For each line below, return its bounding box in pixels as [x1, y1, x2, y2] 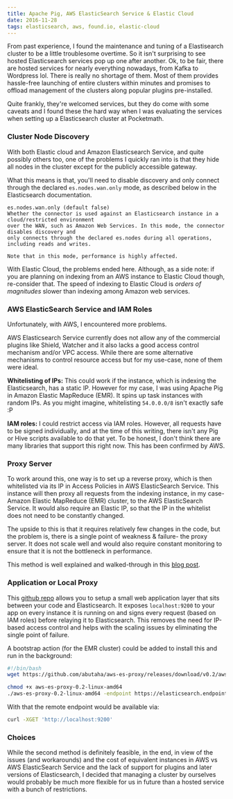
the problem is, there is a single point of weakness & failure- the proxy [7, 532, 208, 541]
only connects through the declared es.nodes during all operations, [7, 234, 213, 242]
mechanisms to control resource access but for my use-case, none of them [7, 355, 223, 364]
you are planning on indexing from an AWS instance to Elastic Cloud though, [7, 272, 225, 280]
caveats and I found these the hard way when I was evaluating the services [7, 107, 223, 115]
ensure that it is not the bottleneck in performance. [7, 547, 153, 555]
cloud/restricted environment [7, 216, 95, 223]
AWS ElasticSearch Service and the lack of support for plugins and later [7, 763, 213, 771]
